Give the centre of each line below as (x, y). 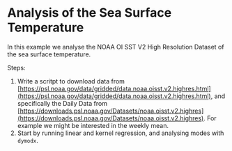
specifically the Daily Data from (62, 103)
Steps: (16, 67)
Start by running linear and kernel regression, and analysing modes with (121, 133)
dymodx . (28, 140)
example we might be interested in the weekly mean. (93, 125)
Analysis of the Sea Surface (90, 13)
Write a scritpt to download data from (71, 81)
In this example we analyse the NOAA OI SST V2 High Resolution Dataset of (116, 47)
